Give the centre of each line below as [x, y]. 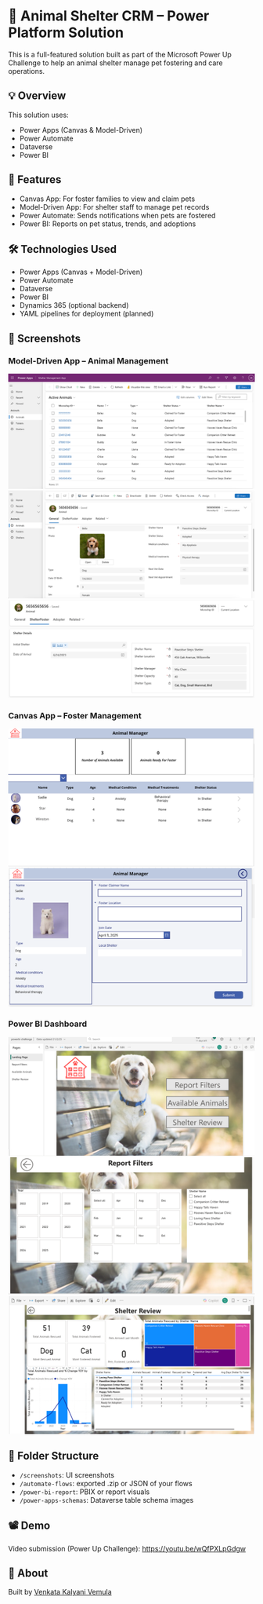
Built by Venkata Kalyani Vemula [60, 1592]
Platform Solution [66, 33]
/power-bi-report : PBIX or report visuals [85, 1492]
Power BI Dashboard [48, 1024]
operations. [27, 71]
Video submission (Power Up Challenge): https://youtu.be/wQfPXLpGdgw [127, 1548]
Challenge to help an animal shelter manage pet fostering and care [115, 63]
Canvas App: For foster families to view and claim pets [107, 199]
